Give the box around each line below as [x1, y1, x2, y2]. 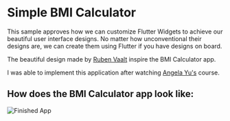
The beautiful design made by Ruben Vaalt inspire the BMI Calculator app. [7, 55, 216, 63]
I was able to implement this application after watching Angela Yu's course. [7, 68, 220, 77]
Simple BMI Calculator [7, 5, 136, 21]
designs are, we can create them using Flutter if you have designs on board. [7, 42, 222, 50]
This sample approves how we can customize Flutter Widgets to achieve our [7, 27, 223, 36]
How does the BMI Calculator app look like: [7, 88, 194, 100]
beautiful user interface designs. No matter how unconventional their [7, 34, 202, 42]
